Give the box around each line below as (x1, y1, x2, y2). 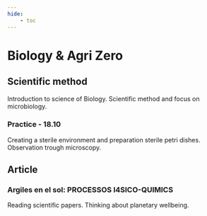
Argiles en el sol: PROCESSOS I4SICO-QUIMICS (7, 185, 174, 195)
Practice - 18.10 (7, 120, 61, 130)
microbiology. (7, 102, 47, 110)
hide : (7, 10, 23, 18)
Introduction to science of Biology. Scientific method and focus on (7, 94, 200, 103)
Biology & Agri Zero (7, 47, 124, 64)
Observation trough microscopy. (7, 143, 102, 152)
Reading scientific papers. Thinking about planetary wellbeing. (7, 201, 189, 210)
